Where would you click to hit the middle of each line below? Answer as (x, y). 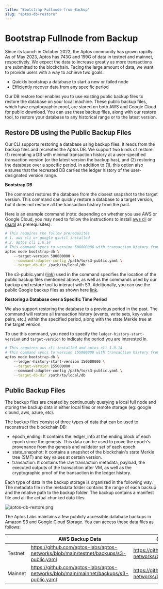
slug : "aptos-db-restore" (31, 14)
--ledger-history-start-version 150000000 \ (59, 361)
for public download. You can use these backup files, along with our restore (81, 112)
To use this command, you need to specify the (51, 334)
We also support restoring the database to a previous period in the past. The (81, 309)
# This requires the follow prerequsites (48, 234)
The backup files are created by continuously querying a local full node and (81, 402)
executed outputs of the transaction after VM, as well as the (72, 468)
